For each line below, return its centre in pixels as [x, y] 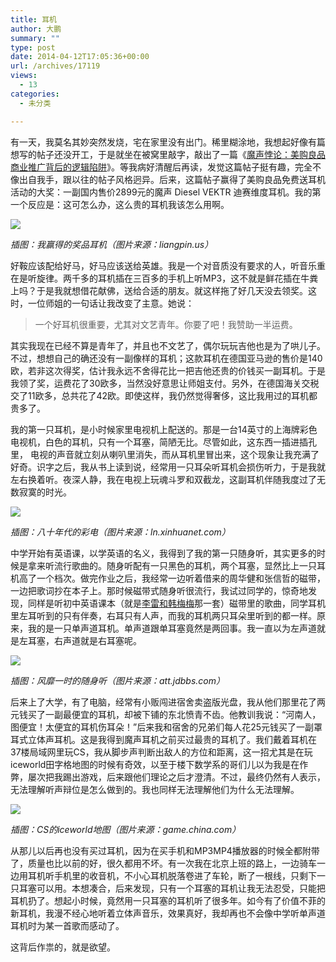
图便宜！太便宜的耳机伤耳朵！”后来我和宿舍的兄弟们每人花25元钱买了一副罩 [166, 727]
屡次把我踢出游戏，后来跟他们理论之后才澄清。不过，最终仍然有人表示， [176, 777]
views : [24, 76]
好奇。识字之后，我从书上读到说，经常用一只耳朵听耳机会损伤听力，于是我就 [168, 467]
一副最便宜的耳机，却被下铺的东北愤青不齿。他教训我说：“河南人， [183, 714]
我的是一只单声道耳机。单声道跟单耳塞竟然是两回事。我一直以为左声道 [172, 628]
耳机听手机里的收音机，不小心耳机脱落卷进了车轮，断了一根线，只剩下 [172, 875]
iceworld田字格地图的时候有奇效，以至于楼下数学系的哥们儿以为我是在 [155, 764]
